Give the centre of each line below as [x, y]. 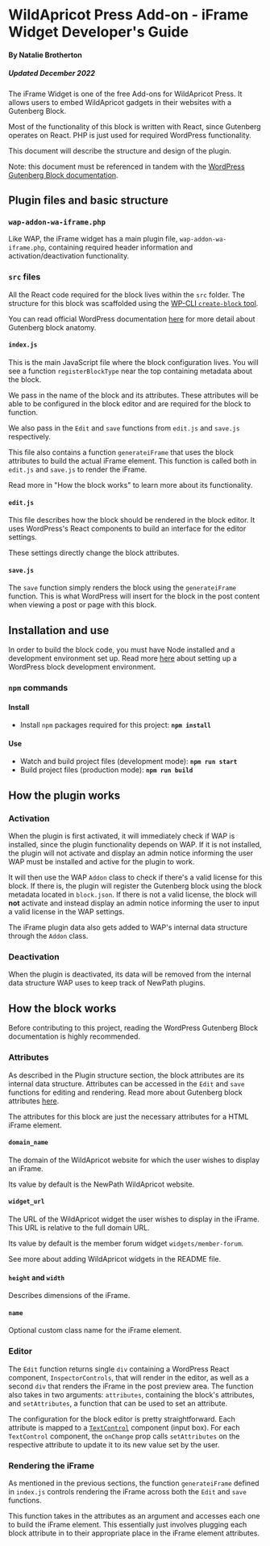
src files [25, 277]
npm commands [38, 688]
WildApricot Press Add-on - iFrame [129, 15]
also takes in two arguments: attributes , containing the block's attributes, [132, 1394]
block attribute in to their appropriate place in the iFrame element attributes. [134, 1533]
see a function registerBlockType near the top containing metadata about [130, 371]
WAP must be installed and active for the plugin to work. [102, 862]
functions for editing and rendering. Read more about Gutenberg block [126, 1092]
